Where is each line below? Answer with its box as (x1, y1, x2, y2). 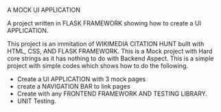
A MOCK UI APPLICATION (7, 6, 81, 14)
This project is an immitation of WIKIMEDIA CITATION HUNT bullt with (7, 40, 205, 47)
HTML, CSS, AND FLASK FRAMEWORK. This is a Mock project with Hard (7, 47, 213, 55)
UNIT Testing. (16, 97, 56, 105)
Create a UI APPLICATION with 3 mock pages (16, 75, 146, 83)
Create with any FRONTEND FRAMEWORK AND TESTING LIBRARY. (16, 89, 208, 98)
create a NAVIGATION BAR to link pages (16, 82, 130, 90)
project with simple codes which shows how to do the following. (7, 62, 189, 69)
